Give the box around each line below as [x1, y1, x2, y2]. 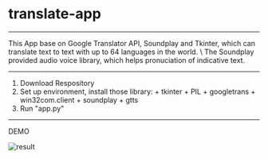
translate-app [8, 5, 101, 23]
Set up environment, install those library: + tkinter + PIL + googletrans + [19, 87, 256, 96]
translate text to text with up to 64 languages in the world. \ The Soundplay [8, 47, 254, 56]
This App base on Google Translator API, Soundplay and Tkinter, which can [8, 38, 255, 48]
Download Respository [19, 78, 95, 87]
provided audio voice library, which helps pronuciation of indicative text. [8, 55, 246, 64]
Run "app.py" [19, 103, 65, 113]
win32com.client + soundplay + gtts [19, 95, 139, 104]
